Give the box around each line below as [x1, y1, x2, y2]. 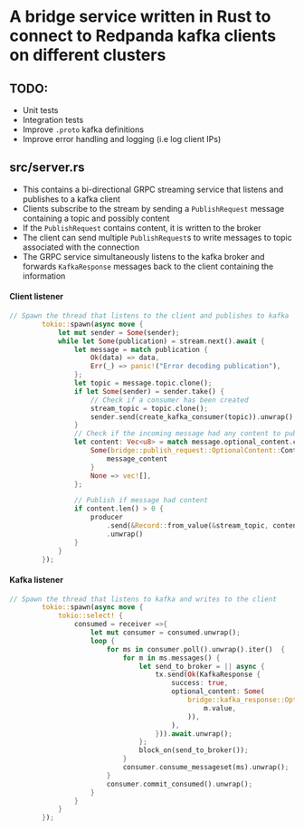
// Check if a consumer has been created [90, 396, 249, 405]
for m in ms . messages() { [122, 654, 221, 663]
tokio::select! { [57, 611, 124, 621]
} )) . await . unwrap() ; [155, 729, 233, 739]
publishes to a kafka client [22, 193, 120, 205]
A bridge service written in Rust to [9, 6, 271, 27]
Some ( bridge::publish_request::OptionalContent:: [90, 446, 281, 455]
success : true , [171, 679, 229, 688]
